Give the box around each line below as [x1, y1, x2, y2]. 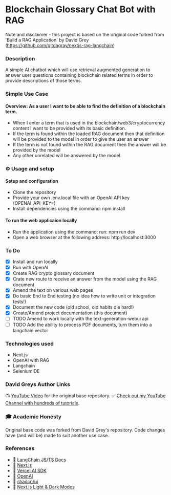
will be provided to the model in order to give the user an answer [12, 136, 149, 142]
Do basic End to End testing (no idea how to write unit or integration [12, 293, 156, 299]
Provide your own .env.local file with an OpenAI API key [12, 195, 130, 201]
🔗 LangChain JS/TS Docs [12, 457, 67, 463]
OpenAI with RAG [12, 357, 50, 363]
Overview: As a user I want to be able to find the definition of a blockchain [5, 103, 165, 109]
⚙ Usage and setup [5, 165, 55, 173]
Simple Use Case [5, 91, 49, 98]
